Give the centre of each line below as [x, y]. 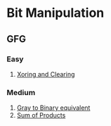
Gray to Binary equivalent [53, 108]
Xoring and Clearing [46, 74]
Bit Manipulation [55, 13]
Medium [21, 92]
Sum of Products [41, 115]
